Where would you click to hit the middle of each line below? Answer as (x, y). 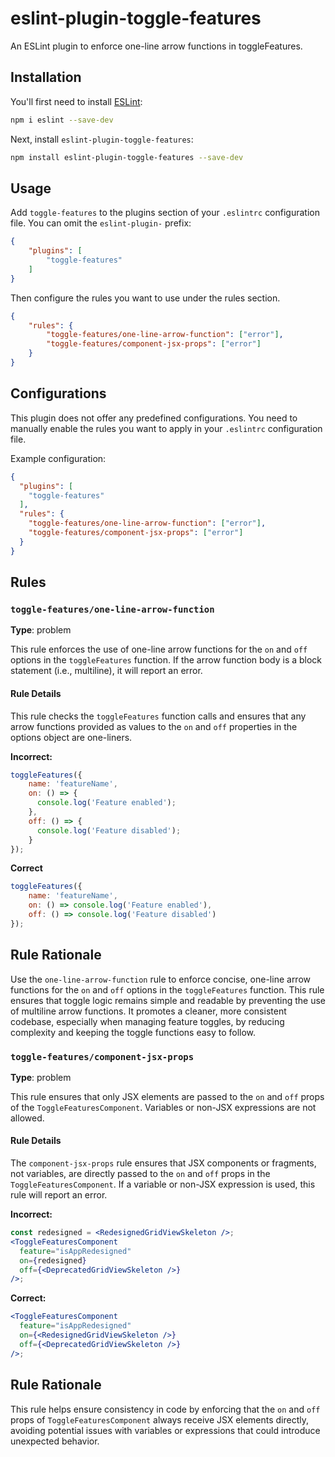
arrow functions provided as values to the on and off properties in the (154, 726)
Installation (46, 77)
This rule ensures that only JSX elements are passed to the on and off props (167, 1096)
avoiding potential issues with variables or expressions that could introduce (165, 1430)
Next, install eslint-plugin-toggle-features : (102, 139)
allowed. (27, 1118)
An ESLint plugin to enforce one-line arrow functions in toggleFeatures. (156, 46)
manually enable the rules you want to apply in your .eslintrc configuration (166, 428)
